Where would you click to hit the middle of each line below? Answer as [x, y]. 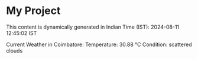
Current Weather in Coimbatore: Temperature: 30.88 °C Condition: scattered [99, 44]
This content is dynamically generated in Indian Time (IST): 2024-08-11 [93, 27]
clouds [14, 50]
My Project [33, 11]
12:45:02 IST [22, 33]
